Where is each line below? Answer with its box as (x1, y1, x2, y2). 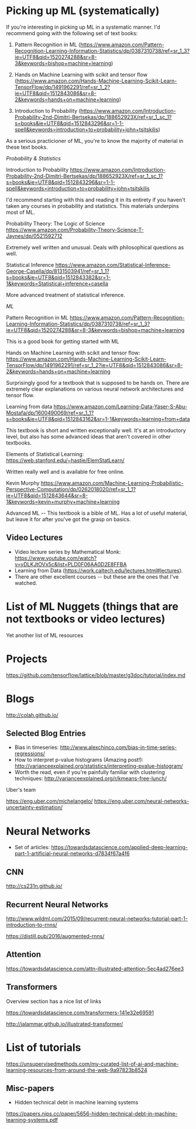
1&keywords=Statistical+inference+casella (6, 280, 108, 287)
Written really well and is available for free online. (6, 468, 125, 475)
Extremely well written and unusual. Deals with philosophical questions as (6, 244, 184, 251)
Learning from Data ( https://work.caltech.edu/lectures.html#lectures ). (14, 567, 183, 574)
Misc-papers (6, 1083, 54, 1093)
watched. (14, 579, 37, 586)
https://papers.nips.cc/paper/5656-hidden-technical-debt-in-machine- (6, 1110, 178, 1117)
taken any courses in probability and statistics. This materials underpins (6, 202, 180, 209)
